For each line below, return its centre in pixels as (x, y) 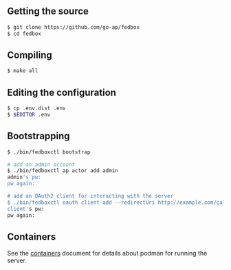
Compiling (30, 55)
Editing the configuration (62, 92)
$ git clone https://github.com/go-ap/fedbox (73, 27)
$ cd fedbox (24, 34)
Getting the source (48, 11)
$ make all (23, 71)
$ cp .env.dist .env (37, 108)
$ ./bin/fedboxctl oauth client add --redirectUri (81, 202)
